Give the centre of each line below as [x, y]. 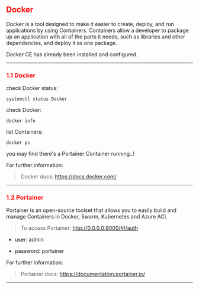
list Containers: [25, 132]
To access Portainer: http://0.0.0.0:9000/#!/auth [79, 228]
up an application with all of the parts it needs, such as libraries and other [96, 36]
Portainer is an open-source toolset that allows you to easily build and [91, 210]
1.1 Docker [21, 75]
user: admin [29, 240]
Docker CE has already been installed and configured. [72, 54]
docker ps [18, 143]
